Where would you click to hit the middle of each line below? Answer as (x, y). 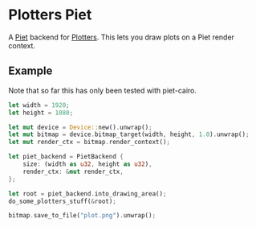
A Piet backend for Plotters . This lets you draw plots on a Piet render (122, 37)
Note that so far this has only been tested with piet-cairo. (103, 90)
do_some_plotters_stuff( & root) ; (62, 201)
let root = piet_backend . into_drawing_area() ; (87, 194)
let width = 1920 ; (39, 105)
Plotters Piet (50, 15)
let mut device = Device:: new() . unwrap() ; (80, 127)
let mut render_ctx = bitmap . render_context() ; (89, 142)
